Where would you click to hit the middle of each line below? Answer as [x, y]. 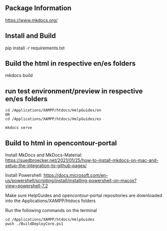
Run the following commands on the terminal [51, 211]
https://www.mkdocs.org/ [31, 20]
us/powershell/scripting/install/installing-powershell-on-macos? [71, 181]
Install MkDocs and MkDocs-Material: [44, 155]
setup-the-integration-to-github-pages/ [46, 166]
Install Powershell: [24, 175]
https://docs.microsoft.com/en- [76, 175]
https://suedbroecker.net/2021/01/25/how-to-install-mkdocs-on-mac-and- [82, 160]
